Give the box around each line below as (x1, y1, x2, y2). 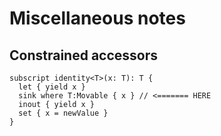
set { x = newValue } (18, 108, 109, 118)
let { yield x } (18, 82, 86, 92)
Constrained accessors (9, 47, 159, 64)
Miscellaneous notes (9, 7, 186, 30)
